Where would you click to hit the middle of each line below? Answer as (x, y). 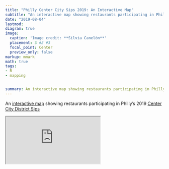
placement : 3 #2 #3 (30, 43)
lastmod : (14, 24)
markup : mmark (20, 57)
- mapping (16, 76)
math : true (17, 62)
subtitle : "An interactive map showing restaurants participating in (80, 15)
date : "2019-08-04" (26, 19)
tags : (11, 66)
